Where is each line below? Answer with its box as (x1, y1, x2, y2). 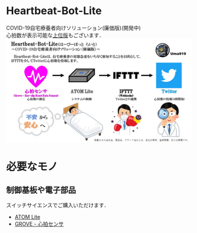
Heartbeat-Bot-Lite (6, 4, 102, 18)
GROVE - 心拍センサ (14, 221, 64, 228)
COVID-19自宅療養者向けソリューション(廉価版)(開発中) (6, 24, 141, 31)
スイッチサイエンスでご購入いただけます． (6, 202, 110, 209)
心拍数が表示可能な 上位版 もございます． (6, 31, 104, 39)
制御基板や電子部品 (6, 185, 76, 195)
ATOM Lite (14, 214, 41, 221)
